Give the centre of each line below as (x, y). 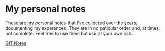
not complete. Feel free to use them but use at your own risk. (69, 33)
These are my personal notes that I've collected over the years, (71, 23)
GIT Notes (16, 43)
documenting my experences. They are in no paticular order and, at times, (83, 28)
